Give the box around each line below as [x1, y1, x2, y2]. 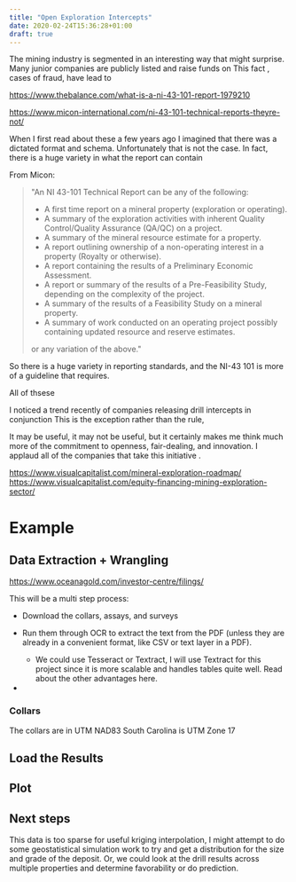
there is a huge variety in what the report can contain [9, 153, 204, 163]
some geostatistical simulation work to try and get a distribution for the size [9, 844, 285, 854]
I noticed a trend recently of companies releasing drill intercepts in [9, 405, 252, 415]
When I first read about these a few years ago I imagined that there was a [9, 134, 277, 145]
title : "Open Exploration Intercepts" [9, 12, 152, 22]
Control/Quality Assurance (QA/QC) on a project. [43, 223, 223, 233]
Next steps [9, 811, 71, 826]
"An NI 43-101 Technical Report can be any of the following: [30, 187, 249, 198]
